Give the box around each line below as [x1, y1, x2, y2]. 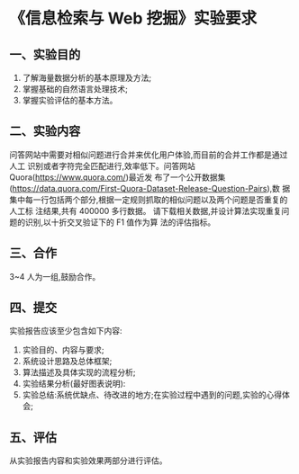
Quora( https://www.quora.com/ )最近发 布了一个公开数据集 [9, 172, 226, 183]
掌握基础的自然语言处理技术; [22, 84, 129, 94]
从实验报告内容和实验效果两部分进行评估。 [9, 455, 168, 466]
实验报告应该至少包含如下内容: [9, 326, 123, 336]
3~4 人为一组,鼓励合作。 [9, 271, 101, 282]
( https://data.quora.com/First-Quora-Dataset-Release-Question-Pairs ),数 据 [9, 183, 291, 193]
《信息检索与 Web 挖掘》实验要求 [9, 8, 258, 29]
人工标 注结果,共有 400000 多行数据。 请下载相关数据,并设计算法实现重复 [9, 205, 282, 216]
